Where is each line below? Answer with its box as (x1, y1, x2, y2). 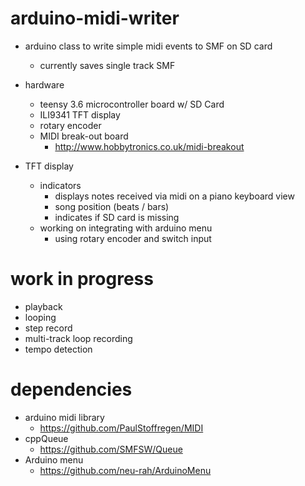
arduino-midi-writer (10, 7, 180, 30)
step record (24, 322, 73, 334)
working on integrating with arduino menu (39, 222, 213, 234)
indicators (39, 179, 82, 191)
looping (24, 311, 57, 323)
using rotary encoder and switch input (54, 232, 212, 244)
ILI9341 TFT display (39, 108, 121, 121)
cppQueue (24, 432, 69, 444)
